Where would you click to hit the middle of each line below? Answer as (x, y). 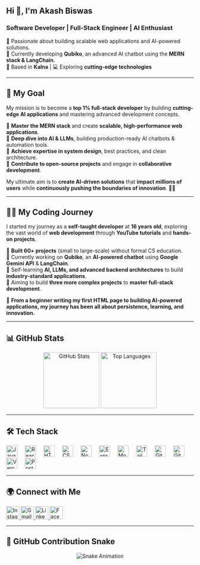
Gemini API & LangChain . (38, 264)
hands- (182, 233)
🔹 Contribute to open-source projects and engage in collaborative (89, 163)
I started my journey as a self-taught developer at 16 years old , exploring (97, 227)
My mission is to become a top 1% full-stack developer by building (89, 107)
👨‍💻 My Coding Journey (50, 212)
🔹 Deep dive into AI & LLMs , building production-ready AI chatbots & (90, 138)
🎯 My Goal (25, 93)
